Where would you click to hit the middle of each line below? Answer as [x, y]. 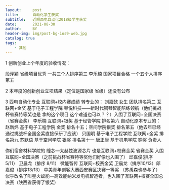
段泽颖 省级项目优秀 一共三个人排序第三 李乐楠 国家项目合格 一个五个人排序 [84, 74]
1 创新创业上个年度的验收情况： [38, 63]
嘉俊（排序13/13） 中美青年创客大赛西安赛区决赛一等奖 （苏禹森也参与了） [83, 169]
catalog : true [20, 39]
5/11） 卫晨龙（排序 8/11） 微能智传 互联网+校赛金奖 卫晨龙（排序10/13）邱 [83, 163]
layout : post [24, 10]
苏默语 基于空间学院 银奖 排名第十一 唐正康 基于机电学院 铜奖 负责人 [91, 140]
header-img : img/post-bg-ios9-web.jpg [46, 34]
